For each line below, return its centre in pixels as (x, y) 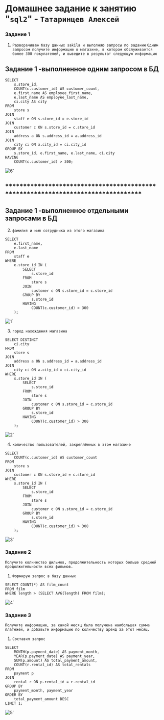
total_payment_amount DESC (41, 699)
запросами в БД (31, 219)
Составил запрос (29, 639)
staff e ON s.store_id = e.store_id (51, 119)
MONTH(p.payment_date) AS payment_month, (57, 652)
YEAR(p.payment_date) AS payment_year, (55, 656)
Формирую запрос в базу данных (44, 576)
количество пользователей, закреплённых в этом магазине (71, 444)
